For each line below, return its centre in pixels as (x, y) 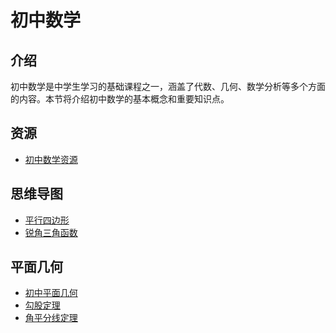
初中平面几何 (51, 293)
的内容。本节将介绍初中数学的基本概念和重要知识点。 (120, 99)
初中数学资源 (51, 159)
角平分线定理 (51, 318)
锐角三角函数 (51, 232)
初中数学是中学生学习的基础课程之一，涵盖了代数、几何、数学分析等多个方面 (168, 86)
